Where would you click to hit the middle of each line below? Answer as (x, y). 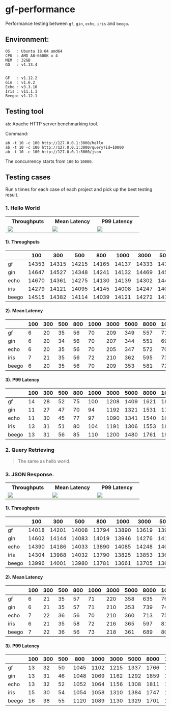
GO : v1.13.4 (21, 65)
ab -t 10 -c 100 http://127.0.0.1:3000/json (53, 152)
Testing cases (28, 177)
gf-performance (40, 9)
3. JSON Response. (30, 474)
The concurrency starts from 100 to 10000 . (49, 161)
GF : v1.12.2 (21, 78)
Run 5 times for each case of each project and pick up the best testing (79, 189)
